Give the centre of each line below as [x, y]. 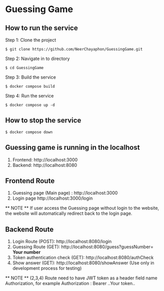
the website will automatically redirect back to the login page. [69, 213]
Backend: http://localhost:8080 [45, 165]
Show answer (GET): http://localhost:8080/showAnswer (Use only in [83, 263]
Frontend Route [30, 181]
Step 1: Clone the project [31, 40]
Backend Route [29, 229]
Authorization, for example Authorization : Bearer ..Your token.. [70, 283]
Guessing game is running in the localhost [72, 148]
